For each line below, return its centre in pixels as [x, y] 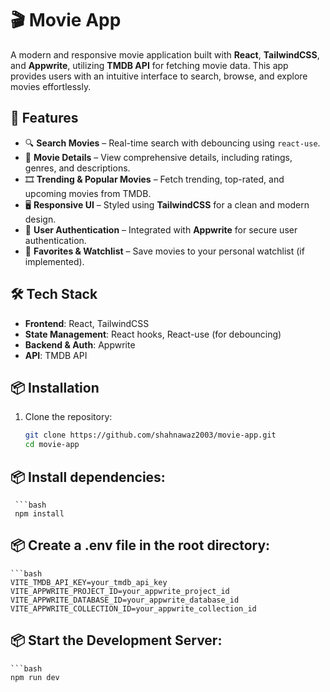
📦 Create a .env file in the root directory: [140, 545]
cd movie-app [52, 445]
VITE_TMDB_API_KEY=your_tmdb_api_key [89, 582]
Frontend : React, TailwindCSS [87, 323]
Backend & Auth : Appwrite [80, 344]
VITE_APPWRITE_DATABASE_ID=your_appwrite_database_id [125, 600]
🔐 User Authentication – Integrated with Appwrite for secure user [161, 229]
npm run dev [35, 677]
